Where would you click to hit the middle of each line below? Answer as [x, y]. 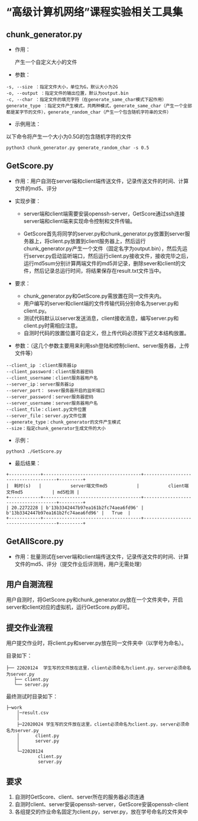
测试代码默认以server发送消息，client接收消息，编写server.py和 [101, 318]
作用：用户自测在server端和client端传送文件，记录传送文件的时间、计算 [102, 181]
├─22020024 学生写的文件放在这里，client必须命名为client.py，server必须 [101, 724]
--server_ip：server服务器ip [40, 384]
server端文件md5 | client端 [130, 486]
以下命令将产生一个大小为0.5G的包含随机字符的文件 [69, 136]
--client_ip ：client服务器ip [41, 365]
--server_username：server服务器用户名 [52, 403]
